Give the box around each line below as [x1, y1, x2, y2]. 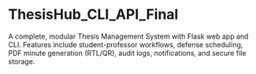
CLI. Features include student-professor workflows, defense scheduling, [8, 39, 243, 49]
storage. [8, 57, 35, 66]
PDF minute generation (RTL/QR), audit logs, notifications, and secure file [8, 48, 247, 57]
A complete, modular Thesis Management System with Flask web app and [8, 31, 249, 41]
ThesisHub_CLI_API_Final [8, 6, 179, 24]
